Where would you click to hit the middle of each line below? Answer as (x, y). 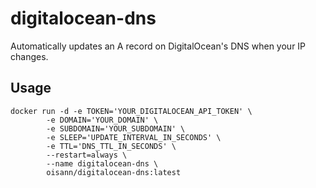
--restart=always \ (87, 155)
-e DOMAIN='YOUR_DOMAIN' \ (102, 120)
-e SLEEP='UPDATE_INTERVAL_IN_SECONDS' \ (134, 137)
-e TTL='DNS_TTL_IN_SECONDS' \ (111, 146)
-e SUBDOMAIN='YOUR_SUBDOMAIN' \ (116, 128)
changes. (29, 56)
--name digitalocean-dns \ (102, 163)
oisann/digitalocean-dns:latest (114, 172)
